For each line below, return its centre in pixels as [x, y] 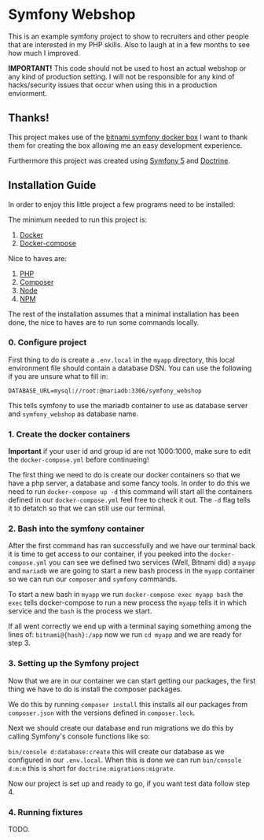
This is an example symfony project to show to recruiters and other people [128, 36]
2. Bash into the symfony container [77, 529]
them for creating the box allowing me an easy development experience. [125, 145]
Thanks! [29, 118]
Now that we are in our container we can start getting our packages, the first [132, 680]
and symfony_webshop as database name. [73, 414]
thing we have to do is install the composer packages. [95, 689]
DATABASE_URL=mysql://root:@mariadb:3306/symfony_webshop [105, 391]
